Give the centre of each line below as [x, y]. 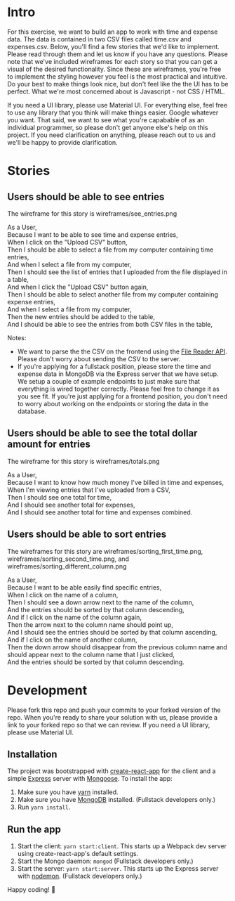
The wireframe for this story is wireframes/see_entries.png [92, 213]
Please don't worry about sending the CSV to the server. [99, 358]
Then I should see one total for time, [60, 497]
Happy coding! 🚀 [32, 890]
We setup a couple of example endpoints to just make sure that [109, 381]
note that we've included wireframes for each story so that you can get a [112, 61]
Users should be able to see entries [86, 196]
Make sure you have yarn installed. [68, 792]
